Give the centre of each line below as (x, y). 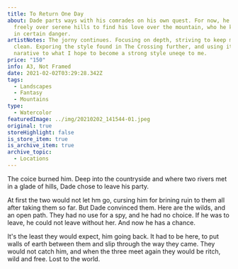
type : (15, 106)
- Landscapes (33, 86)
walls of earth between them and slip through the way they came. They (111, 244)
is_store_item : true (38, 139)
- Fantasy (28, 93)
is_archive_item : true (41, 146)
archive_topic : (30, 152)
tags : (15, 80)
